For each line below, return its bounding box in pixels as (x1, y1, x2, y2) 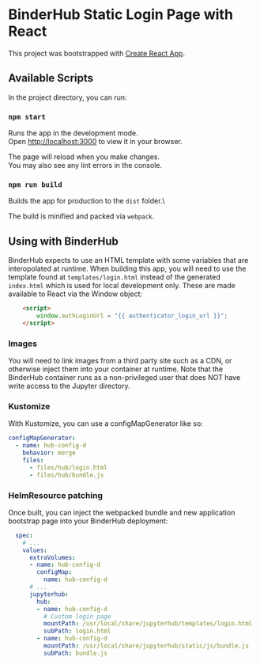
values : (22, 546, 47, 554)
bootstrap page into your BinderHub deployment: (8, 516, 168, 526)
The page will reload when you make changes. (8, 152, 160, 161)
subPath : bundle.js (43, 649, 108, 657)
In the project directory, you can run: (8, 93, 127, 102)
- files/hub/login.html (28, 463, 108, 472)
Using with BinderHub (8, 234, 119, 248)
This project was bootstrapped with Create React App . (8, 48, 186, 58)
